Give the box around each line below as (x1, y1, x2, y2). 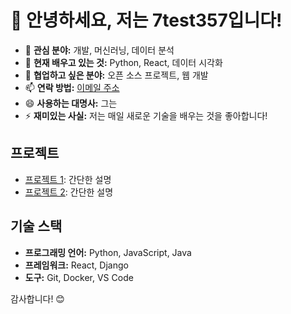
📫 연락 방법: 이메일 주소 (24, 81, 120, 93)
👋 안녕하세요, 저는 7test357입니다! (10, 9, 283, 32)
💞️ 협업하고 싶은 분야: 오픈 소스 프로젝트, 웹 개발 (24, 69, 209, 81)
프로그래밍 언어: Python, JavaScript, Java (24, 246, 192, 258)
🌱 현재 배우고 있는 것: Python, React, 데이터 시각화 (24, 56, 223, 68)
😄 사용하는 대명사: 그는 (24, 97, 118, 109)
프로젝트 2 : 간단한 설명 (24, 186, 114, 198)
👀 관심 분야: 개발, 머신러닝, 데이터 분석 (24, 44, 175, 56)
